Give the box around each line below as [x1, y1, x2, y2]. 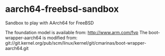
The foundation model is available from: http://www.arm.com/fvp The [5, 29, 148, 35]
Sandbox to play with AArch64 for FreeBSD [5, 20, 94, 26]
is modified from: [42, 35, 78, 41]
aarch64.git [5, 45, 29, 51]
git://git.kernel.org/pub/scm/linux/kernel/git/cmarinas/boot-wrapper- [5, 40, 147, 46]
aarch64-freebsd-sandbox [5, 3, 119, 15]
